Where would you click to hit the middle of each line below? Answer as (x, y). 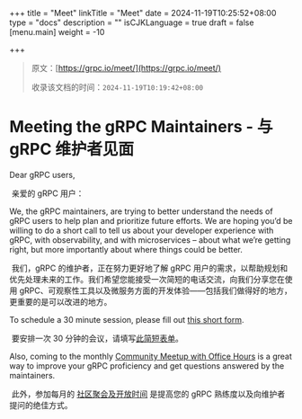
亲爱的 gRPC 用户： (48, 193)
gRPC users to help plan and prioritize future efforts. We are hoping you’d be (151, 220)
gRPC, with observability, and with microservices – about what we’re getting (150, 240)
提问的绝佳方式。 (41, 405)
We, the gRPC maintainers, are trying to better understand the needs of (141, 211)
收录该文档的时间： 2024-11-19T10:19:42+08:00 (117, 87)
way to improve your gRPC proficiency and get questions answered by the (147, 366)
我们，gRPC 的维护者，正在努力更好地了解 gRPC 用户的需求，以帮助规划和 (150, 268)
